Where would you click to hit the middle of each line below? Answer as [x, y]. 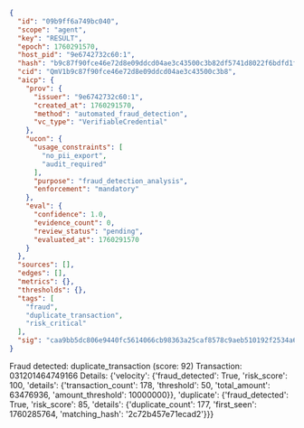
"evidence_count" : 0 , [74, 223]
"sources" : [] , [46, 265]
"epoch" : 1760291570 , [58, 47]
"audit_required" [74, 164]
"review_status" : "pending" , [88, 231]
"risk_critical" [57, 324]
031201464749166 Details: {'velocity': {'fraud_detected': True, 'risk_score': [148, 376]
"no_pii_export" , [74, 155]
